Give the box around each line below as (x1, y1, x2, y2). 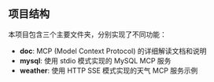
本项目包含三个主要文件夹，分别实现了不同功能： (8, 30, 167, 39)
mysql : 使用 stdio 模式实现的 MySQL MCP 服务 (19, 55, 172, 65)
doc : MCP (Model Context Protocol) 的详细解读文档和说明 (19, 46, 207, 55)
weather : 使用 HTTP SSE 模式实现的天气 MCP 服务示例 (19, 66, 198, 75)
